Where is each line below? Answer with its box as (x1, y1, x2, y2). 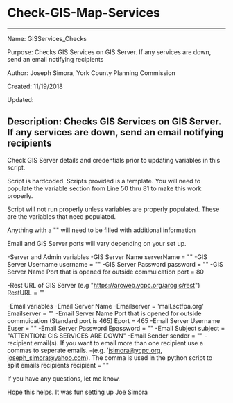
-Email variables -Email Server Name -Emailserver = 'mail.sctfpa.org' (7, 302, 205, 310)
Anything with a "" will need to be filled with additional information (7, 226, 196, 234)
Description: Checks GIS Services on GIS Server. (7, 116, 222, 128)
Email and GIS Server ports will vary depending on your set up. (7, 239, 187, 247)
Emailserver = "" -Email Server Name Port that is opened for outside (7, 309, 202, 318)
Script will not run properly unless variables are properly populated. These (7, 205, 220, 213)
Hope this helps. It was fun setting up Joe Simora (7, 388, 148, 396)
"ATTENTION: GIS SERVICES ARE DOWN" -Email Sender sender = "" (7, 331, 203, 340)
